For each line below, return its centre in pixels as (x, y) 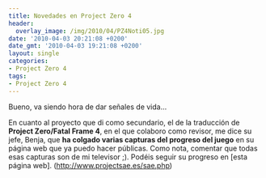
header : (21, 23)
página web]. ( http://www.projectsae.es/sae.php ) (90, 165)
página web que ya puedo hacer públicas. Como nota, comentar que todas (133, 148)
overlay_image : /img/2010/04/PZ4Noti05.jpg (90, 31)
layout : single (34, 53)
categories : (28, 61)
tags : (17, 76)
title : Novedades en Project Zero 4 (70, 16)
